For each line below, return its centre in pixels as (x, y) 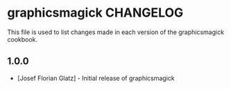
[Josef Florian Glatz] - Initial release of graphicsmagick (96, 78)
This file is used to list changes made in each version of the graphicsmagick (115, 32)
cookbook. (23, 39)
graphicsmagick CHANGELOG (95, 13)
